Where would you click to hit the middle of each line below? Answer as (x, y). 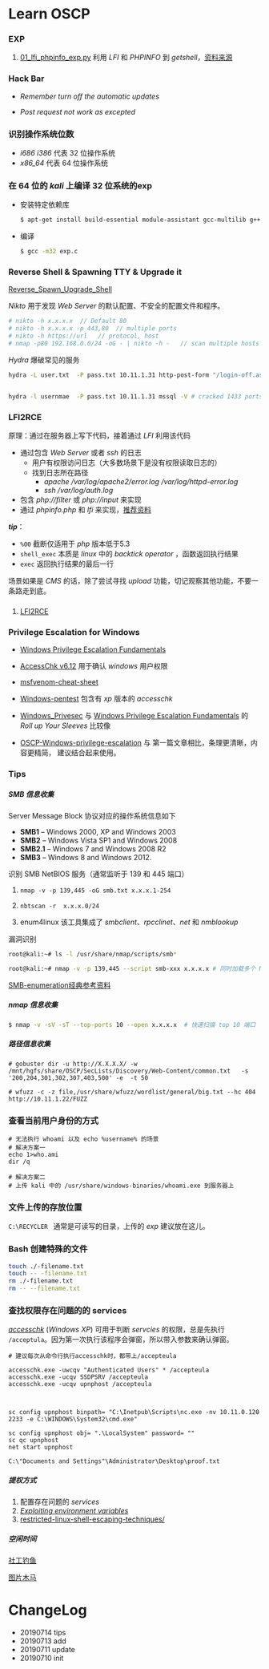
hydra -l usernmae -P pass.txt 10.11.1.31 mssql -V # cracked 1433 (125, 396)
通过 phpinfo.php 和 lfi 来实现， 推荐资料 (86, 509)
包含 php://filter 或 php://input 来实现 (80, 499)
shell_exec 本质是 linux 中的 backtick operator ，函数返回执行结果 (129, 553)
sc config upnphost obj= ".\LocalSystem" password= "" (102, 1433)
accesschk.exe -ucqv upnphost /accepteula (80, 1384)
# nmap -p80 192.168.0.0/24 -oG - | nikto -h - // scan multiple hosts (134, 344)
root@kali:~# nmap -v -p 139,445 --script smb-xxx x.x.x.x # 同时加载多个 (132, 968)
